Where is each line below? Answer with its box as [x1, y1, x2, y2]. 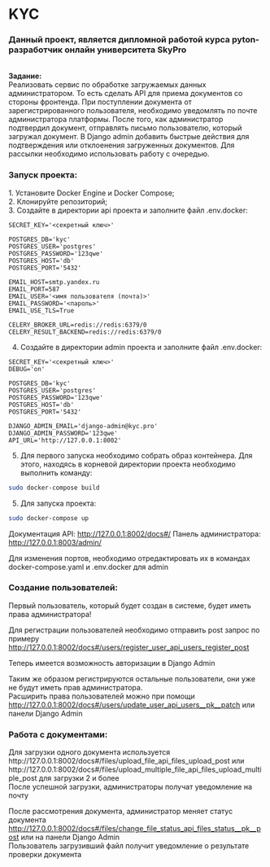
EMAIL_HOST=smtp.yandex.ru [8, 278, 100, 286]
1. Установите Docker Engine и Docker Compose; [8, 188, 175, 198]
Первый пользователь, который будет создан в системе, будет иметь [8, 600, 252, 611]
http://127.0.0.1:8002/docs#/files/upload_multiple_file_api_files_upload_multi [8, 764, 262, 774]
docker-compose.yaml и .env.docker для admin [8, 562, 169, 571]
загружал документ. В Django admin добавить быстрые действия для [8, 132, 250, 142]
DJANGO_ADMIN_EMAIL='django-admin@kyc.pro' [8, 422, 159, 430]
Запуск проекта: [8, 169, 78, 181]
